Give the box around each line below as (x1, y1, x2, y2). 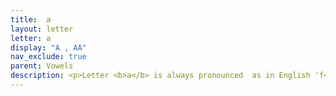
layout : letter (10, 24, 74, 34)
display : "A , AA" (10, 42, 87, 53)
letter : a (10, 33, 52, 43)
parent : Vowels (10, 61, 74, 71)
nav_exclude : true (10, 52, 87, 62)
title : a (10, 14, 52, 25)
